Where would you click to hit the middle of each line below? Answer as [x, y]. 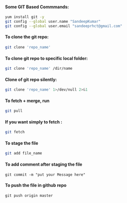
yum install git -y [25, 17]
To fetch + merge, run [27, 101]
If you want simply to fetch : [34, 122]
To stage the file [22, 143]
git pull [14, 111]
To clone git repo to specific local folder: [47, 58]
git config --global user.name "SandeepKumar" [53, 22]
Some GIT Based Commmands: [37, 7]
